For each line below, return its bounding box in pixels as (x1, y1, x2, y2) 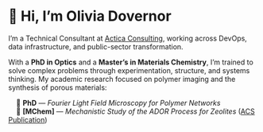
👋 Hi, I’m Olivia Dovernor (8, 7, 172, 25)
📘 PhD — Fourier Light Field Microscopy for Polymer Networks (15, 98, 221, 107)
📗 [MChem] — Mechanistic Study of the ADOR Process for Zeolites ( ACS (15, 107, 256, 116)
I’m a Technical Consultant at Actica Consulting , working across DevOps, (8, 33, 248, 43)
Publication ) (8, 115, 48, 124)
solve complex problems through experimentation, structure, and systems (8, 65, 250, 75)
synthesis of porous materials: (8, 83, 107, 92)
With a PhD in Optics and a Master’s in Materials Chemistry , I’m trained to (8, 57, 254, 67)
